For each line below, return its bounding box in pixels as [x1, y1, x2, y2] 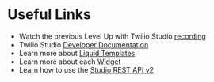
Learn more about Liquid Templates [18, 48, 136, 58]
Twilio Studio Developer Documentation [18, 39, 149, 49]
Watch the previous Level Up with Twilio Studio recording [18, 32, 207, 41]
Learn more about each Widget [18, 57, 121, 66]
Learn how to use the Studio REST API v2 [18, 65, 155, 74]
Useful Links [7, 6, 92, 24]
